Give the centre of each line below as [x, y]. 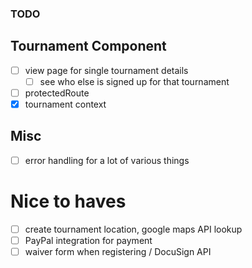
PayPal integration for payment [88, 240]
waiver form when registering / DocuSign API [118, 251]
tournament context [65, 104]
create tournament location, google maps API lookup [133, 229]
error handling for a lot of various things [107, 160]
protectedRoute [57, 93]
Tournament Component [88, 46]
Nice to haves [68, 201]
